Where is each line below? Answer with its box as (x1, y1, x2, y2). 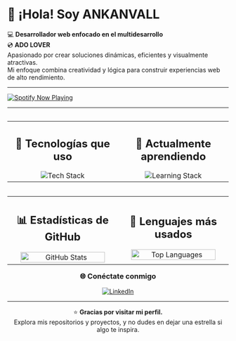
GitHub (44, 230, 81, 244)
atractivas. (7, 58, 38, 66)
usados (154, 228, 192, 241)
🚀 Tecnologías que (15, 136, 110, 150)
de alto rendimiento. (7, 73, 65, 82)
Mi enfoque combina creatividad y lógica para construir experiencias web (7, 65, 221, 74)
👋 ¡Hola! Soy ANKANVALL (7, 6, 160, 22)
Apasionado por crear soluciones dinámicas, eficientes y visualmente (7, 51, 209, 59)
